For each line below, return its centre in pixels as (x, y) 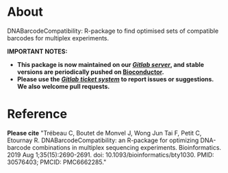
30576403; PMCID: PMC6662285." (57, 162)
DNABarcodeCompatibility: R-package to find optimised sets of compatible (113, 31)
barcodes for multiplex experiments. (58, 38)
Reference (37, 114)
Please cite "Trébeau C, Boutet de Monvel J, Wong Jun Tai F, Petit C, (104, 133)
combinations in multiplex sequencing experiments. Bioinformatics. (126, 147)
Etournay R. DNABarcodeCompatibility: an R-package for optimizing (103, 140)
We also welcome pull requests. (63, 86)
